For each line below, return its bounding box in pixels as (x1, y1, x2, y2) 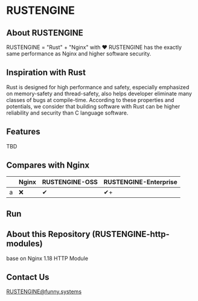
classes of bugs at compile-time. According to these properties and (6, 96, 174, 103)
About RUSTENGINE (6, 28, 83, 38)
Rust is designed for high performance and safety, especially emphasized (6, 83, 190, 90)
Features (6, 127, 40, 137)
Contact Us (6, 272, 49, 282)
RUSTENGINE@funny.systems (6, 288, 82, 296)
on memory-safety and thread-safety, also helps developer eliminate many (6, 90, 192, 97)
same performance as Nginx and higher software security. (6, 50, 152, 57)
